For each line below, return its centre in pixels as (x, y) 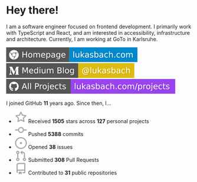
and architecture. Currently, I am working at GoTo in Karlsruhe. (82, 39)
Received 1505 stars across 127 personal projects (88, 121)
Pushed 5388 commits (56, 134)
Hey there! (32, 10)
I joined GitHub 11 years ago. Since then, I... (59, 103)
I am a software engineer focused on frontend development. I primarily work (99, 27)
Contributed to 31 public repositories (73, 173)
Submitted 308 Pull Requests (63, 160)
